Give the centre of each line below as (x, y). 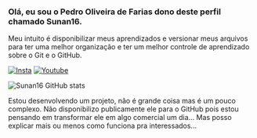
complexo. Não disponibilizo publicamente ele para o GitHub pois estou (123, 109)
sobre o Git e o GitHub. (45, 55)
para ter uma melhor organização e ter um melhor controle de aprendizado (129, 47)
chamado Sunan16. (45, 21)
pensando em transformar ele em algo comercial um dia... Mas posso (120, 118)
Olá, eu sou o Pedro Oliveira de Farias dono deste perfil (115, 12)
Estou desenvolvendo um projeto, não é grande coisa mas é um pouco (122, 101)
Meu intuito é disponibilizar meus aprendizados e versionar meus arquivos (128, 38)
